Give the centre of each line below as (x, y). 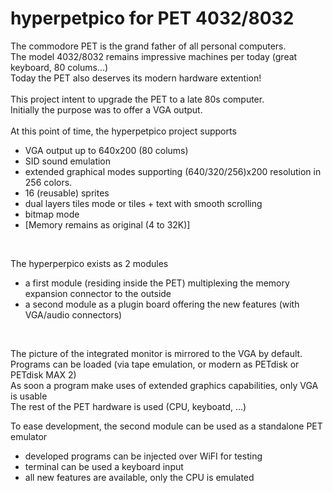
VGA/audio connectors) (73, 314)
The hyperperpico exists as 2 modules (89, 263)
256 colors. (48, 182)
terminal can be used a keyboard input (104, 466)
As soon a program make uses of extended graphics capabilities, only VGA (164, 385)
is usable (29, 396)
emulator (29, 436)
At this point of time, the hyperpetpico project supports (123, 131)
